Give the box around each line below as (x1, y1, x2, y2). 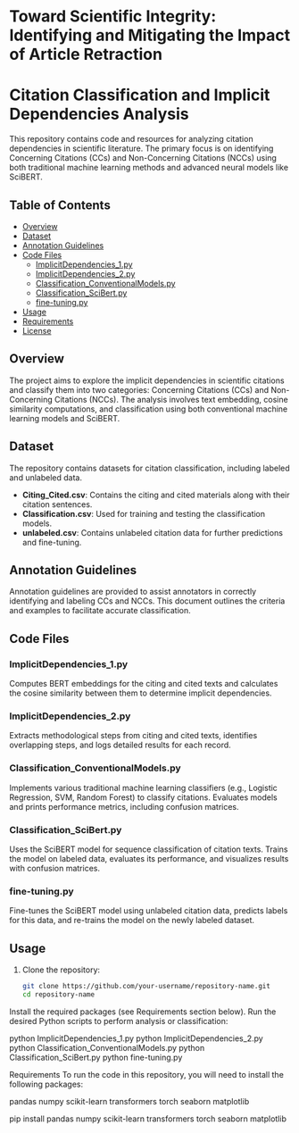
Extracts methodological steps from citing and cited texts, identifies (9, 730, 258, 741)
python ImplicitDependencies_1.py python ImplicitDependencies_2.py (9, 1033, 263, 1044)
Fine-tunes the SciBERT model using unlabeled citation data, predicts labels (9, 905, 288, 916)
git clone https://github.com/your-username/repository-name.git (21, 982, 270, 991)
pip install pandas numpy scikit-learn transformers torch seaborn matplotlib (9, 1113, 287, 1124)
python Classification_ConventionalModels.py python (9, 1042, 205, 1053)
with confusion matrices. (9, 862, 101, 873)
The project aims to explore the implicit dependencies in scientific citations (9, 375, 285, 386)
